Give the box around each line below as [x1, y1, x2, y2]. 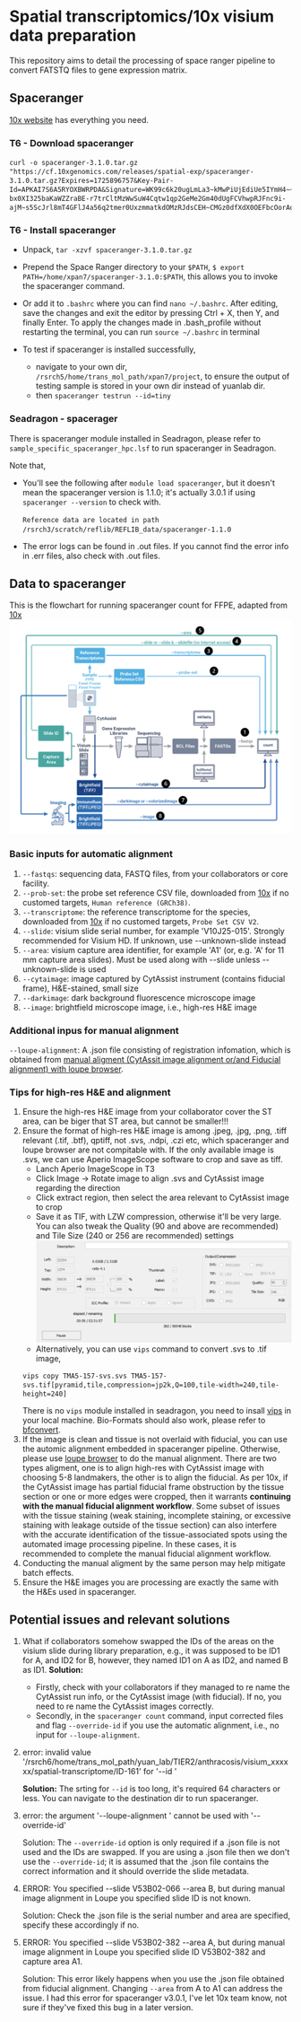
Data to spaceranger [9, 576, 126, 591]
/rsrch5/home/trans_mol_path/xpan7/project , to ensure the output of [35, 371, 290, 382]
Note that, [9, 460, 47, 470]
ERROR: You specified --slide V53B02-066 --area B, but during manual [21, 1883, 285, 1895]
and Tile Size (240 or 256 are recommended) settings [35, 1230, 235, 1241]
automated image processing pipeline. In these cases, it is [21, 1538, 237, 1549]
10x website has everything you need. [9, 114, 150, 125]
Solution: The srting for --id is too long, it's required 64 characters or [21, 1783, 280, 1794]
